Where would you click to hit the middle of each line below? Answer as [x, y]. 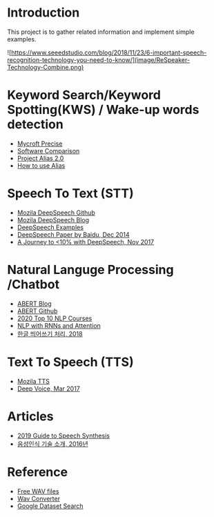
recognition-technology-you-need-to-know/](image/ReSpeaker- [99, 59]
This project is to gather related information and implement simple [101, 32]
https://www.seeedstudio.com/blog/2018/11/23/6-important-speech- [109, 52]
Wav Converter [39, 498]
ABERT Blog [34, 303]
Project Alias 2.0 [40, 158]
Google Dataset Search [50, 506]
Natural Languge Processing [90, 270]
